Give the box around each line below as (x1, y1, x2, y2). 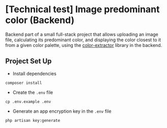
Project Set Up (5, 57, 52, 66)
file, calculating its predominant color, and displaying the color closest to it (5, 37, 161, 43)
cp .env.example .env (5, 99, 51, 104)
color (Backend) (5, 14, 75, 26)
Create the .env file (12, 89, 53, 95)
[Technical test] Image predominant (5, 4, 160, 15)
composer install (5, 80, 42, 85)
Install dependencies (12, 70, 57, 76)
